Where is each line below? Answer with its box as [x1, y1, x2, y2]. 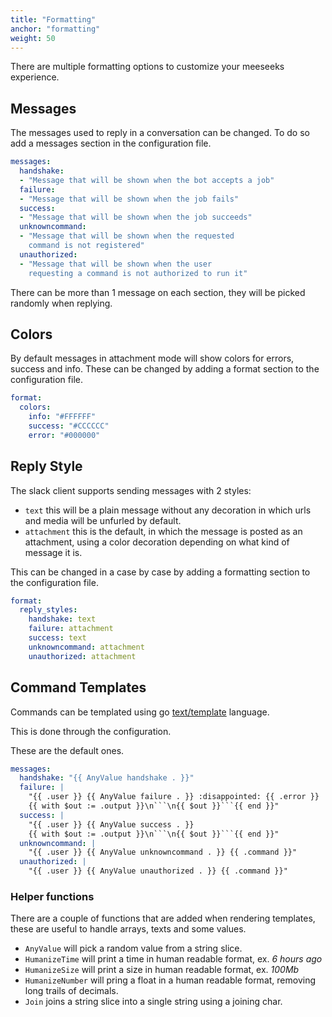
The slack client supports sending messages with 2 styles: [10, 484, 252, 496]
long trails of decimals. [24, 985, 119, 997]
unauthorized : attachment [28, 651, 137, 661]
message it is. [24, 546, 83, 558]
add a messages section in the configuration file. [10, 137, 212, 150]
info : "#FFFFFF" [28, 412, 97, 422]
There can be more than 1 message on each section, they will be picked [10, 286, 306, 298]
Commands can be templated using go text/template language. [10, 706, 270, 718]
